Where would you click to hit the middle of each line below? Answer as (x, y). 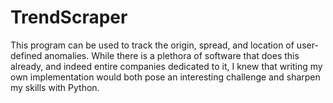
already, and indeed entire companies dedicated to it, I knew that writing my (166, 66)
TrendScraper (69, 17)
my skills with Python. (55, 87)
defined (26, 55)
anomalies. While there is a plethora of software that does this (172, 55)
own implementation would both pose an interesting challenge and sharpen (165, 77)
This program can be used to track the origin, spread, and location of (152, 45)
